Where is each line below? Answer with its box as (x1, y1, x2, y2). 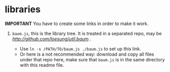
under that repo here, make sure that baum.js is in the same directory (19, 56, 165, 62)
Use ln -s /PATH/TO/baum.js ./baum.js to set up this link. (19, 45, 141, 52)
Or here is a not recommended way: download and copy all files (19, 51, 154, 57)
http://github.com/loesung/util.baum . (12, 36, 91, 42)
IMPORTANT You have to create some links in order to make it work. (5, 20, 149, 27)
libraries (5, 4, 41, 15)
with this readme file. (19, 62, 64, 68)
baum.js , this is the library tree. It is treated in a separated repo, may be (12, 30, 162, 36)
